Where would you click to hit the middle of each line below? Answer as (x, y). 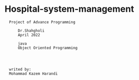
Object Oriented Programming (48, 48)
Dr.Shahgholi (31, 30)
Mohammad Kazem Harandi (33, 74)
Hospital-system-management (69, 9)
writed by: (20, 69)
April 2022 (29, 35)
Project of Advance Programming (42, 22)
